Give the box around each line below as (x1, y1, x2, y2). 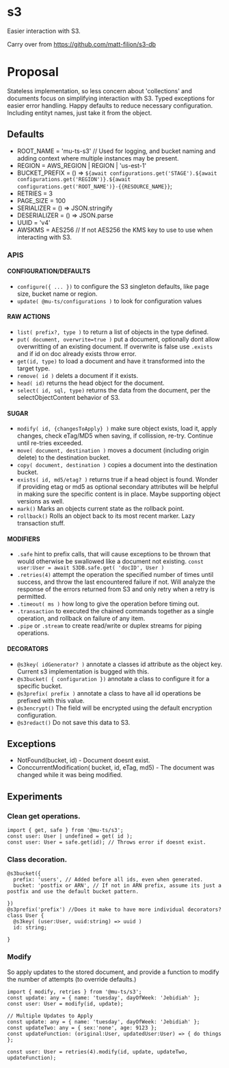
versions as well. (16, 497, 64, 506)
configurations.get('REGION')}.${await (16, 176, 131, 182)
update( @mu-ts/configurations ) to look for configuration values (16, 296, 202, 305)
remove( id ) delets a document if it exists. (16, 372, 139, 380)
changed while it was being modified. (16, 771, 123, 779)
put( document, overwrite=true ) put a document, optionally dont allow (16, 335, 220, 344)
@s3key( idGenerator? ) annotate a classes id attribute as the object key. (16, 660, 223, 668)
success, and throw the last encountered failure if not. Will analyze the (16, 578, 215, 586)
